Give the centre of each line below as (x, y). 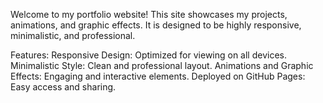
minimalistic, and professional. (73, 35)
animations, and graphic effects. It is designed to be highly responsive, (156, 25)
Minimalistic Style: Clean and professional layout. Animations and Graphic (162, 65)
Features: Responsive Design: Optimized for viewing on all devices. (149, 55)
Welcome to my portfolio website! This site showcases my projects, (149, 14)
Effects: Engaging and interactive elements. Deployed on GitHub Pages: (158, 76)
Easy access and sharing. (63, 87)
